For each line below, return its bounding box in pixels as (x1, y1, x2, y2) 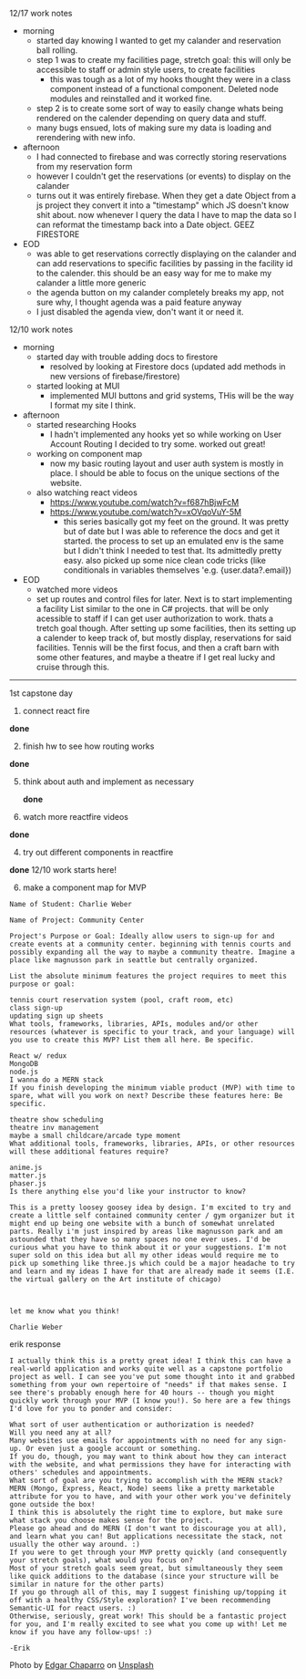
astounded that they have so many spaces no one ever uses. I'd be (9, 1235, 271, 1244)
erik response (9, 1339, 61, 1349)
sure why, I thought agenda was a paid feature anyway (36, 296, 242, 307)
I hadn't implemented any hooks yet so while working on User (49, 429, 282, 440)
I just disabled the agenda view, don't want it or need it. (36, 306, 244, 317)
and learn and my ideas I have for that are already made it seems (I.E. (9, 1267, 296, 1276)
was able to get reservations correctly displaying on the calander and (36, 248, 297, 259)
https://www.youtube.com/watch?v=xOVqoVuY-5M (49, 506, 242, 517)
